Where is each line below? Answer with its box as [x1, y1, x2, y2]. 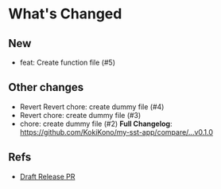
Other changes [8, 81, 84, 94]
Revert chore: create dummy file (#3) [19, 110, 142, 120]
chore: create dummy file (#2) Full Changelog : [19, 119, 173, 128]
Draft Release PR [19, 171, 76, 181]
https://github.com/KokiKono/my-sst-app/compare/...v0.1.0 [19, 127, 213, 136]
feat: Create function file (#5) [19, 57, 115, 67]
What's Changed [8, 5, 122, 23]
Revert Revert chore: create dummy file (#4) [19, 101, 165, 112]
